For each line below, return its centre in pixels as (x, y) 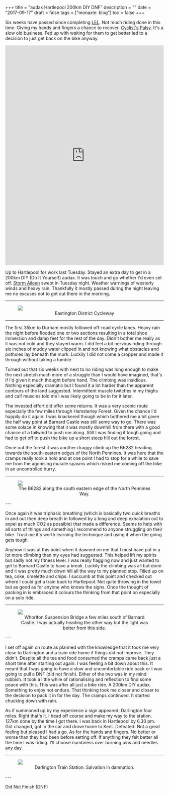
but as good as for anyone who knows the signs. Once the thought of (77, 587)
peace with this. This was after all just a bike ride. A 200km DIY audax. (78, 685)
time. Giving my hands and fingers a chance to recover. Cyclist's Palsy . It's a (84, 28)
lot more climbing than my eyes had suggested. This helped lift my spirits (81, 555)
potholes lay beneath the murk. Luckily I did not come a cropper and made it (84, 354)
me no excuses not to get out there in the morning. (58, 294)
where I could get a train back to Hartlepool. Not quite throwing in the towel (83, 582)
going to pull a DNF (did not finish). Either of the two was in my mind (76, 674)
